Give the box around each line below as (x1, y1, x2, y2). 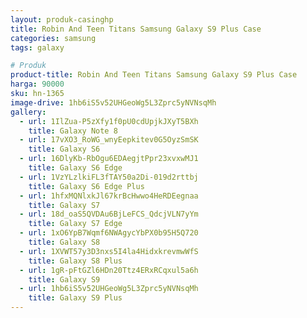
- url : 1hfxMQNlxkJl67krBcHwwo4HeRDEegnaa (19, 191, 199, 201)
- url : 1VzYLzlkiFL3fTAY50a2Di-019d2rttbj (19, 172, 199, 182)
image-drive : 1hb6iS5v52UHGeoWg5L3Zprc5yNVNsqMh (10, 97, 217, 108)
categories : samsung (10, 33, 97, 43)
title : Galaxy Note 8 (28, 126, 118, 136)
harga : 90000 (10, 79, 65, 90)
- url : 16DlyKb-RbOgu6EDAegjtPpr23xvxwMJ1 (19, 154, 199, 164)
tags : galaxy (10, 42, 65, 53)
